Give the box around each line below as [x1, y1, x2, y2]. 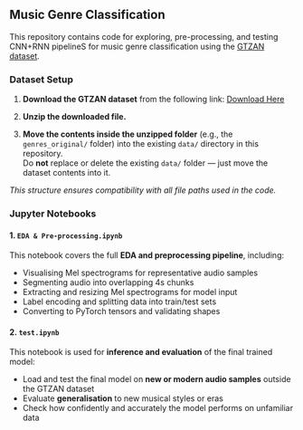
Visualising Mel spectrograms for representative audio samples [22, 267, 259, 279]
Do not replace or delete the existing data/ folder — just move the [22, 158, 269, 168]
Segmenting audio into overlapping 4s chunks [22, 277, 194, 288]
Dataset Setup [9, 72, 74, 85]
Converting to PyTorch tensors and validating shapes [22, 306, 221, 317]
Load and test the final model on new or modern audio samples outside [22, 374, 291, 385]
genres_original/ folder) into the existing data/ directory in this [22, 139, 260, 149]
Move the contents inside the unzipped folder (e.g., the [22, 129, 233, 139]
